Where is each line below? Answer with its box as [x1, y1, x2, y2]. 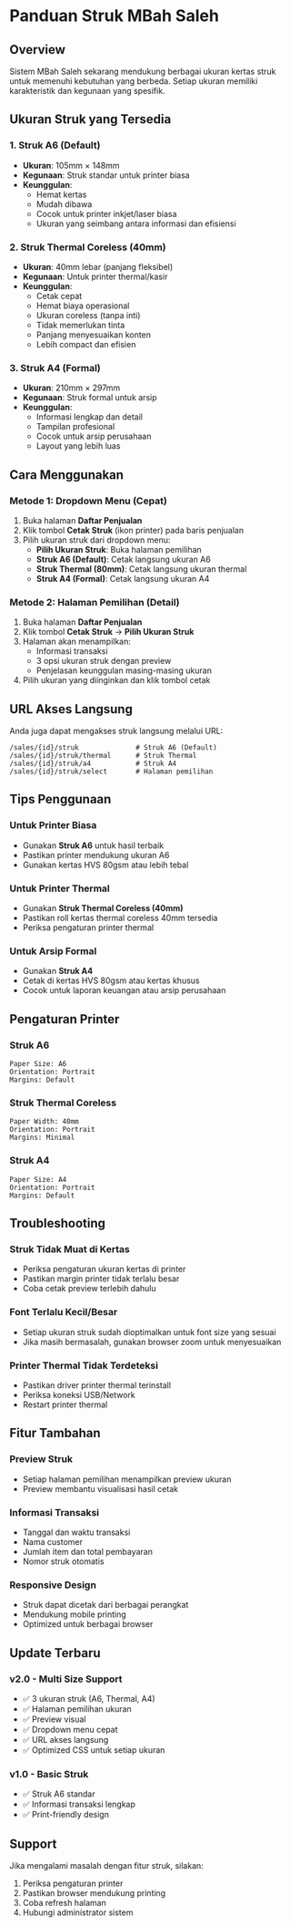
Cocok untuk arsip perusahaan [35, 430, 152, 442]
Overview [9, 42, 66, 57]
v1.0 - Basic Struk [9, 1767, 89, 1780]
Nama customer [22, 1536, 84, 1547]
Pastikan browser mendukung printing [22, 1888, 166, 1898]
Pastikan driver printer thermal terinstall [22, 1379, 171, 1391]
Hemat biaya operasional [35, 300, 130, 311]
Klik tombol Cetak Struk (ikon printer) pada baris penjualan [22, 524, 244, 535]
